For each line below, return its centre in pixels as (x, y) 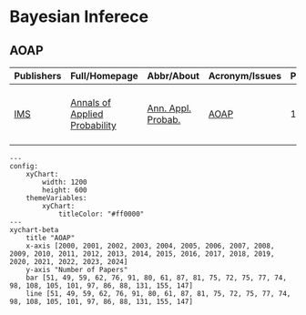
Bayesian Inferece (79, 17)
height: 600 (65, 190)
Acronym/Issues (245, 76)
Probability (93, 125)
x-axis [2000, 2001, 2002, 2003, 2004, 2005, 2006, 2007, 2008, (150, 246)
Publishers (38, 76)
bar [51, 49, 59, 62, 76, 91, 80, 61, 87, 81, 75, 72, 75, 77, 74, (156, 278)
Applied (87, 114)
